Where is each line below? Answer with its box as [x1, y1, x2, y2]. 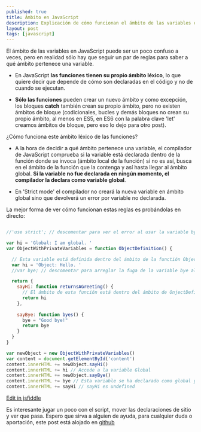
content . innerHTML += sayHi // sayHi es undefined [6, 384, 135, 390]
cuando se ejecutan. [14, 84, 66, 92]
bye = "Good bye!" [22, 317, 68, 323]
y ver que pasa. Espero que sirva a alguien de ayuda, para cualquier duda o [6, 412, 193, 419]
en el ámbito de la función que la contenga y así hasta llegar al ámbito [14, 164, 187, 171]
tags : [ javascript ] [6, 31, 55, 37]
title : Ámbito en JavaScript [6, 14, 79, 20]
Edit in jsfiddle [6, 394, 41, 401]
